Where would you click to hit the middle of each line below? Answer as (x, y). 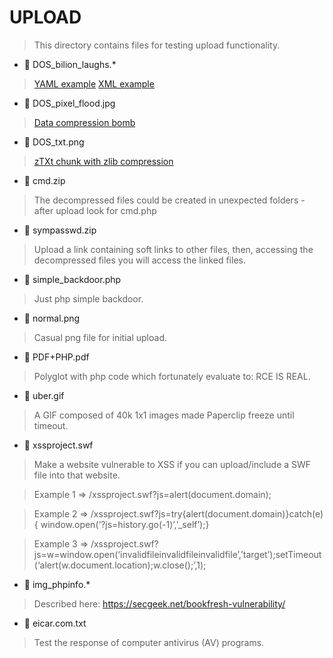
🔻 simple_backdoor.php (72, 279)
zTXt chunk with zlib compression (103, 161)
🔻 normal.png (52, 318)
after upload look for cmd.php (95, 210)
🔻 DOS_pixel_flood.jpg (69, 103)
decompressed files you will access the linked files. (139, 260)
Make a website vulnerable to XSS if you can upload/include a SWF (172, 464)
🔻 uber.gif (44, 395)
